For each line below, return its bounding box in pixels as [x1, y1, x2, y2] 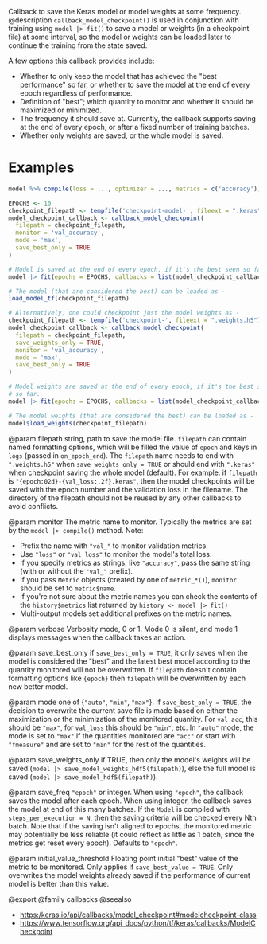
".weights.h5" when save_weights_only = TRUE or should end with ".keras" [8, 459, 256, 468]
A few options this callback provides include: [8, 56, 155, 65]
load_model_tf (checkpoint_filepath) [8, 295, 130, 303]
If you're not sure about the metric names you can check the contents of [19, 591, 257, 601]
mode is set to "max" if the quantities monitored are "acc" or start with [8, 731, 236, 740]
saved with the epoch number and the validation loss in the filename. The [8, 484, 249, 494]
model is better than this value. [8, 879, 110, 888]
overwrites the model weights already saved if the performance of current [8, 870, 250, 879]
